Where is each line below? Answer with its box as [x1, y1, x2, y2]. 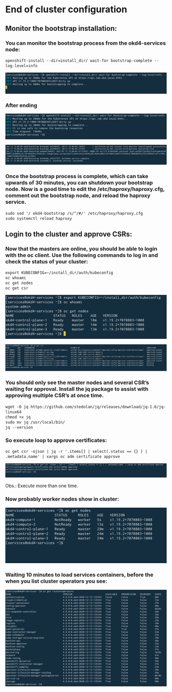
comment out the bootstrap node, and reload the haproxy [5, 192, 151, 199]
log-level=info [5, 63, 38, 68]
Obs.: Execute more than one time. [5, 483, 78, 489]
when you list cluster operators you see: [5, 578, 107, 585]
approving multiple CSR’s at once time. [5, 392, 104, 399]
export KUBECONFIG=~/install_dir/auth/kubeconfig [5, 271, 114, 276]
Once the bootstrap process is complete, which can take [5, 173, 148, 180]
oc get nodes [5, 281, 33, 286]
